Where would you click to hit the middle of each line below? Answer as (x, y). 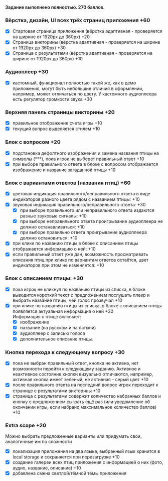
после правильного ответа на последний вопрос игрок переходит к (85, 385)
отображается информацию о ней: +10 (54, 249)
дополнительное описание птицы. (57, 339)
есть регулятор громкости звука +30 (52, 99)
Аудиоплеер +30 (27, 72)
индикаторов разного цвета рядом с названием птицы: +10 (76, 199)
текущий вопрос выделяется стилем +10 (56, 129)
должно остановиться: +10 (49, 238)
